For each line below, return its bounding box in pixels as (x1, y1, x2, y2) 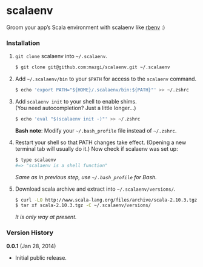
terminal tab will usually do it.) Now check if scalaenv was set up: (15, 145, 178, 152)
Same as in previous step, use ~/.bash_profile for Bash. (15, 173, 158, 180)
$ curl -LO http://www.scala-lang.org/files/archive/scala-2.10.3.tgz (15, 197, 198, 203)
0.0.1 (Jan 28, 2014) (6, 242, 56, 249)
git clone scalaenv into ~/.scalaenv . (15, 53, 108, 60)
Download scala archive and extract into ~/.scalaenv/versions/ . (15, 185, 176, 193)
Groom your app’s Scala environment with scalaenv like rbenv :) (6, 24, 165, 31)
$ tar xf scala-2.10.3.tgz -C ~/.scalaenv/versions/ (15, 202, 151, 209)
